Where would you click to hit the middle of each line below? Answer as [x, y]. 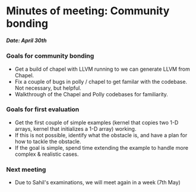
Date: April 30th [26, 40]
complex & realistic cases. [47, 154]
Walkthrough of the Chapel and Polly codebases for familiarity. [91, 94]
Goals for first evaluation [43, 109]
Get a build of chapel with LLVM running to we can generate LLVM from [102, 69]
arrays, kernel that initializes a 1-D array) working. [75, 128]
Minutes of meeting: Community [88, 11]
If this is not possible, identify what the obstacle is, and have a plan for [101, 135]
